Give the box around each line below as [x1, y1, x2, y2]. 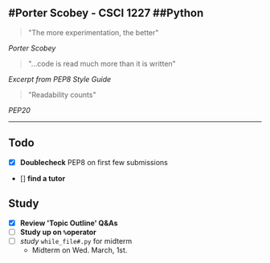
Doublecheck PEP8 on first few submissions [19, 157, 169, 167]
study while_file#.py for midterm [19, 236, 133, 245]
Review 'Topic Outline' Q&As [19, 218, 118, 228]
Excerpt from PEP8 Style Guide [8, 74, 112, 83]
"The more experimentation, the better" [27, 27, 159, 37]
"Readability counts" [27, 90, 96, 99]
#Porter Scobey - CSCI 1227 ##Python [8, 6, 204, 20]
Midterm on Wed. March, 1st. [31, 245, 128, 255]
